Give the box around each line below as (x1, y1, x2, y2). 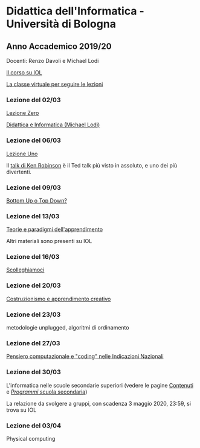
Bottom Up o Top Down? (6, 196, 68, 204)
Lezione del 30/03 (6, 368, 62, 376)
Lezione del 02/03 (6, 96, 61, 104)
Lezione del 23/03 (6, 310, 61, 319)
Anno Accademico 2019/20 (6, 41, 112, 51)
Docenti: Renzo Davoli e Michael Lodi (6, 57, 99, 64)
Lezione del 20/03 (6, 281, 61, 290)
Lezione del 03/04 (6, 421, 62, 430)
